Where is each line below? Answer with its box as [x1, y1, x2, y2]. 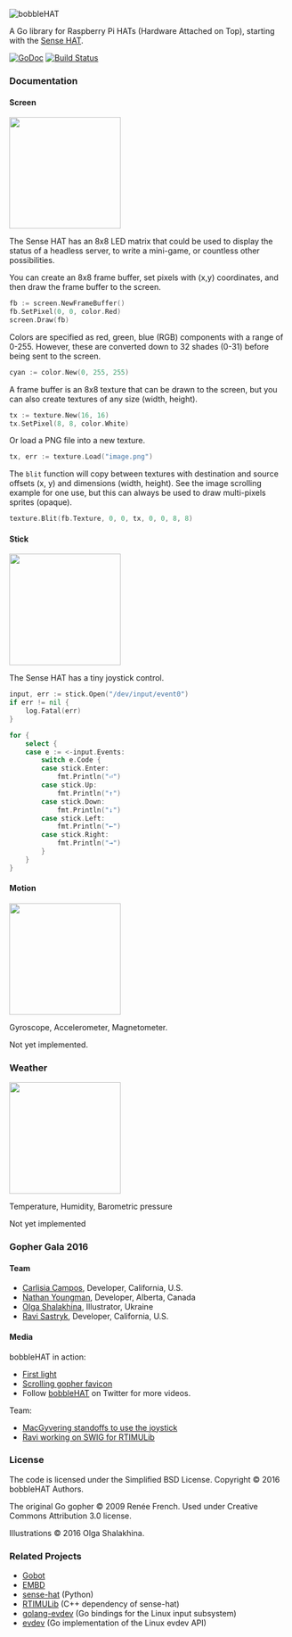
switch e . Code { [41, 756, 101, 765]
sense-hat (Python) [21, 1589, 94, 1600]
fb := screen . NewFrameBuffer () [9, 299, 126, 308]
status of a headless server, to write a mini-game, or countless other [9, 245, 260, 256]
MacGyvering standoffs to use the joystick [21, 1422, 178, 1433]
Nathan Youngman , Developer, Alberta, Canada [21, 1292, 196, 1302]
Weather [9, 1062, 48, 1074]
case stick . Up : [41, 781, 98, 790]
